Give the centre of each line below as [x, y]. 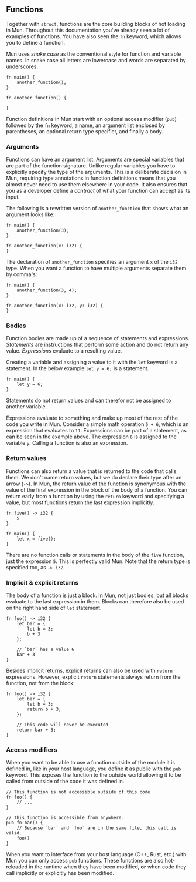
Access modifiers [32, 750]
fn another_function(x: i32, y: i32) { [55, 306]
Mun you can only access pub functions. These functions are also [85, 861]
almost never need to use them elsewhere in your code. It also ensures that [97, 185]
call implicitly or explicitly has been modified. [60, 873]
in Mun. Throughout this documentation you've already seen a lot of [88, 30]
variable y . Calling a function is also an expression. [67, 443]
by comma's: [22, 274]
